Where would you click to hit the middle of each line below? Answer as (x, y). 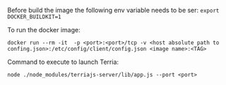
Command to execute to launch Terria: (63, 62)
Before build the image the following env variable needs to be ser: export (113, 10)
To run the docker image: (44, 30)
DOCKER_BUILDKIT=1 (34, 17)
